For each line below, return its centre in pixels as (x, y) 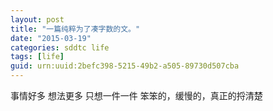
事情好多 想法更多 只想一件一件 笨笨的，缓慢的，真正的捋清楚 (136, 95)
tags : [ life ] (37, 57)
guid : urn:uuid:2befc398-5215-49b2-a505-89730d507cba (125, 66)
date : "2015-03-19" (51, 38)
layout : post (37, 19)
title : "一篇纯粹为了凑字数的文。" (75, 29)
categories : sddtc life (60, 47)
